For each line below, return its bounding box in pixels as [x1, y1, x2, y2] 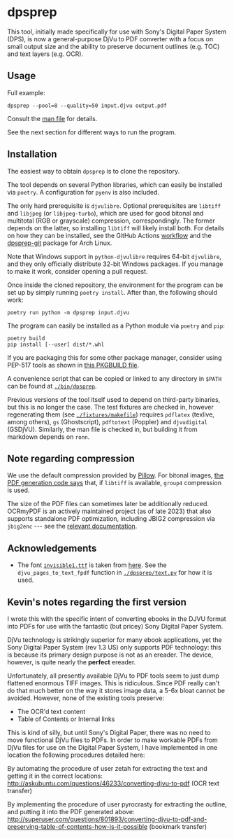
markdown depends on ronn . [7, 432, 90, 441]
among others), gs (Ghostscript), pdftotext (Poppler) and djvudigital [7, 417, 208, 426]
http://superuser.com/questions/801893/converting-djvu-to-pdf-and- [7, 815, 207, 823]
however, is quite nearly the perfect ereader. [7, 658, 136, 666]
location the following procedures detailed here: [7, 750, 145, 759]
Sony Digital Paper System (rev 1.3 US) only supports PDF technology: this [7, 643, 221, 651]
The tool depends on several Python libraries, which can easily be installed [7, 180, 223, 189]
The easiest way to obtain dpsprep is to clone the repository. [7, 167, 180, 175]
